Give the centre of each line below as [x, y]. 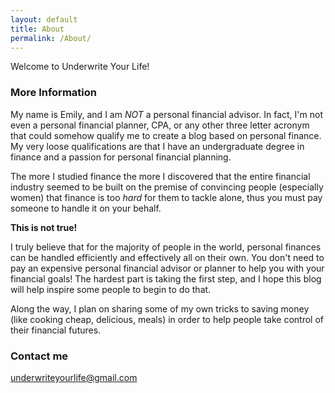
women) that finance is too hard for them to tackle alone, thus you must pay [166, 197]
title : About [37, 29]
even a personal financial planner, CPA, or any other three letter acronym [160, 125]
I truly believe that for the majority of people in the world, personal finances [166, 247]
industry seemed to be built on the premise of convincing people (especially [167, 187]
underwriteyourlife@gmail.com [74, 377]
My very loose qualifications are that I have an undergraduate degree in [157, 146]
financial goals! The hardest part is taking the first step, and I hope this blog [166, 278]
